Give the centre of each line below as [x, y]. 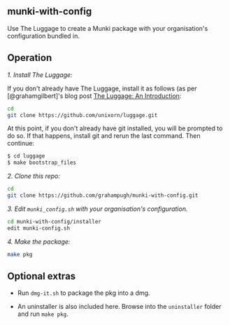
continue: [21, 144]
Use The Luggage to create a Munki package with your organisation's [108, 28]
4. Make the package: [39, 242]
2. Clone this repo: [34, 176]
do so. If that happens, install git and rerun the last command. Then [104, 136]
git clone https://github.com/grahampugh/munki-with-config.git [103, 195]
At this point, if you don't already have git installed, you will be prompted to [115, 128]
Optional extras [42, 276]
